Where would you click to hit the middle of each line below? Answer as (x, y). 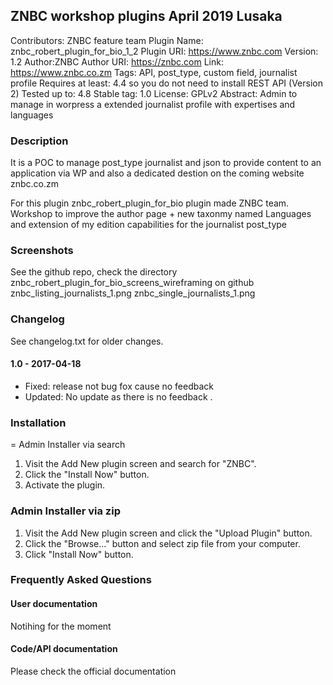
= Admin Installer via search (68, 445)
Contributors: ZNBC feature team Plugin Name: (107, 40)
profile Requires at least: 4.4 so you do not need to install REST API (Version (166, 83)
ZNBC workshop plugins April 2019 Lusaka (146, 16)
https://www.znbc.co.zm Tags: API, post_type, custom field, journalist (154, 72)
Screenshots (42, 251)
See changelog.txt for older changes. (87, 341)
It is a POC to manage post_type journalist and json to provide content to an (166, 163)
